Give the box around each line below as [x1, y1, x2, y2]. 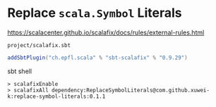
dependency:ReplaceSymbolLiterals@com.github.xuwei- [52, 87, 210, 94]
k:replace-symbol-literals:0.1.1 [7, 93, 106, 100]
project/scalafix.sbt [7, 42, 71, 49]
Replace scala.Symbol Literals [7, 5, 182, 21]
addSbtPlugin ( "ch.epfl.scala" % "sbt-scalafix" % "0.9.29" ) [7, 54, 188, 61]
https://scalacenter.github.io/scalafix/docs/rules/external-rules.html [7, 28, 205, 37]
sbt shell [7, 67, 32, 75]
